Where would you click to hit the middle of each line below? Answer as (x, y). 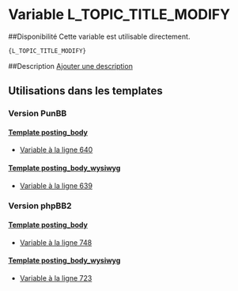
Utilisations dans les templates (86, 91)
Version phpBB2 (40, 206)
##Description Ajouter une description (70, 66)
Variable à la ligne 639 (56, 185)
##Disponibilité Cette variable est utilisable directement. (99, 36)
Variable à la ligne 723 (56, 278)
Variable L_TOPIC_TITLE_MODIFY (119, 15)
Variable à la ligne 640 (56, 150)
